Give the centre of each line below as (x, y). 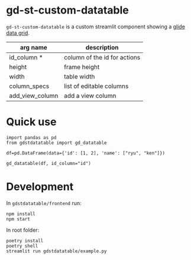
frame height (82, 67)
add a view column (90, 96)
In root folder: (23, 230)
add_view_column (34, 96)
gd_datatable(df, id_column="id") (49, 163)
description (102, 47)
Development (40, 187)
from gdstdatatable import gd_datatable (57, 143)
